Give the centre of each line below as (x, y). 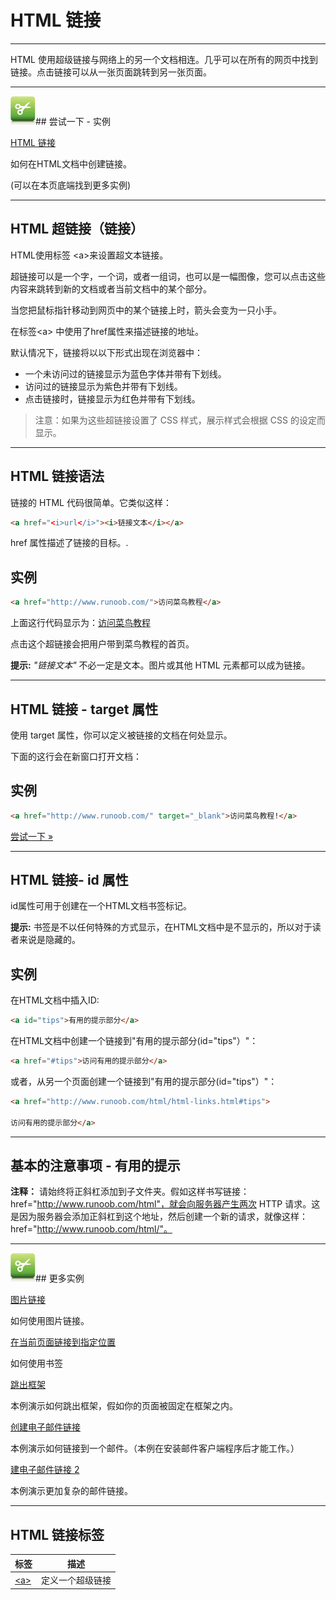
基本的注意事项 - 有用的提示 (95, 1166)
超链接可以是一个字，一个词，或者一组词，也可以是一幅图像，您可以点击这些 (168, 276)
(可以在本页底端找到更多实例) (71, 185)
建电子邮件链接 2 (45, 1470)
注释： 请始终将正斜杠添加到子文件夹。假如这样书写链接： (130, 1192)
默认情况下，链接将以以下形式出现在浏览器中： (106, 352)
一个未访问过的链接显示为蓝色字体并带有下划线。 (125, 373)
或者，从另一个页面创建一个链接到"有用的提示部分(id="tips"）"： (144, 1081)
